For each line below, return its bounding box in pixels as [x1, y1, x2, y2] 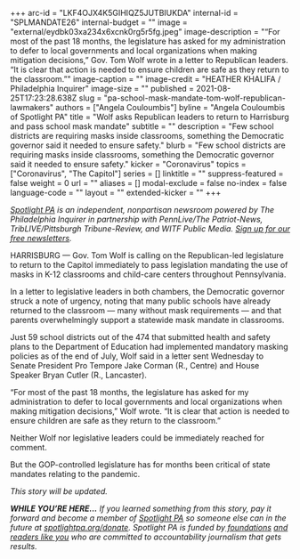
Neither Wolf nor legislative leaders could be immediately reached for [10, 433, 265, 443]
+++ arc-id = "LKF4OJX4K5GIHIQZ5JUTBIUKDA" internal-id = [10, 8, 239, 18]
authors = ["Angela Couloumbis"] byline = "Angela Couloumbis [55, 102, 286, 112]
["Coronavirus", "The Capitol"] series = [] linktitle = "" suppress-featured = [10, 168, 284, 179]
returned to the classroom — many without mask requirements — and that [10, 305, 282, 315]
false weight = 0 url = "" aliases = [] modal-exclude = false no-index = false [10, 178, 288, 188]
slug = [78, 93, 102, 103]
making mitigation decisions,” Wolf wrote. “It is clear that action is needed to [10, 406, 290, 417]
